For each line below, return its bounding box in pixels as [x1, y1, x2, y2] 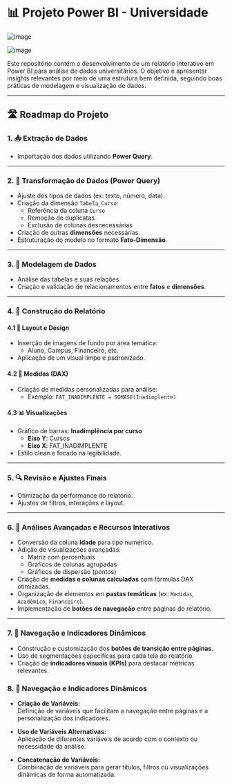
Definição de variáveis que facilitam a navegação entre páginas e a [17, 706, 209, 715]
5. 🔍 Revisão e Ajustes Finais [7, 473, 107, 482]
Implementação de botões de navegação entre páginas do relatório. [17, 604, 212, 613]
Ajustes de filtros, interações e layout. [17, 499, 125, 507]
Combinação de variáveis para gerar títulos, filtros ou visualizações [17, 763, 209, 771]
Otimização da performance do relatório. [17, 491, 133, 500]
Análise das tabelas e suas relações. [17, 275, 121, 284]
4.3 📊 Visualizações [7, 409, 68, 417]
